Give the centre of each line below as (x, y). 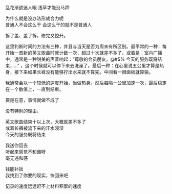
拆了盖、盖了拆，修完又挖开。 (37, 35)
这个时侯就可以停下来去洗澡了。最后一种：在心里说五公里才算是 (92, 66)
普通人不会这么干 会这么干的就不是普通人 (49, 25)
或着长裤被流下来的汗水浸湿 (35, 128)
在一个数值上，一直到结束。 (35, 89)
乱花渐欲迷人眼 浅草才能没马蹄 (37, 7)
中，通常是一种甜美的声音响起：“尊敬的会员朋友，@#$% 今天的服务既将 (81, 59)
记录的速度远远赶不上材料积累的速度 (44, 186)
